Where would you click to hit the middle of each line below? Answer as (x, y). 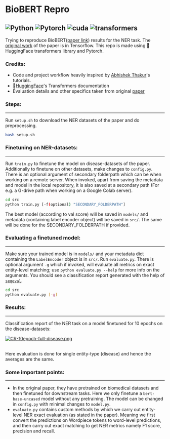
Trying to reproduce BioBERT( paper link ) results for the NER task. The (78, 40)
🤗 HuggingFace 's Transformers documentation (61, 86)
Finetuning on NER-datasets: (41, 148)
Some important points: (35, 372)
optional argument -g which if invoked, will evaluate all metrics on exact (80, 264)
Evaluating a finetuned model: (43, 238)
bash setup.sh (20, 135)
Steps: (13, 104)
